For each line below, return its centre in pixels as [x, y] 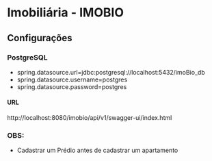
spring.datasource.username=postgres [72, 79]
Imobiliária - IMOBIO [66, 13]
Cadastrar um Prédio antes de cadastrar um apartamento [97, 150]
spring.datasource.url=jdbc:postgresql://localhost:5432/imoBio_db [111, 72]
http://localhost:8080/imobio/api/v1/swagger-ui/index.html [90, 118]
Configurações [40, 38]
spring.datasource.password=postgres [72, 86]
